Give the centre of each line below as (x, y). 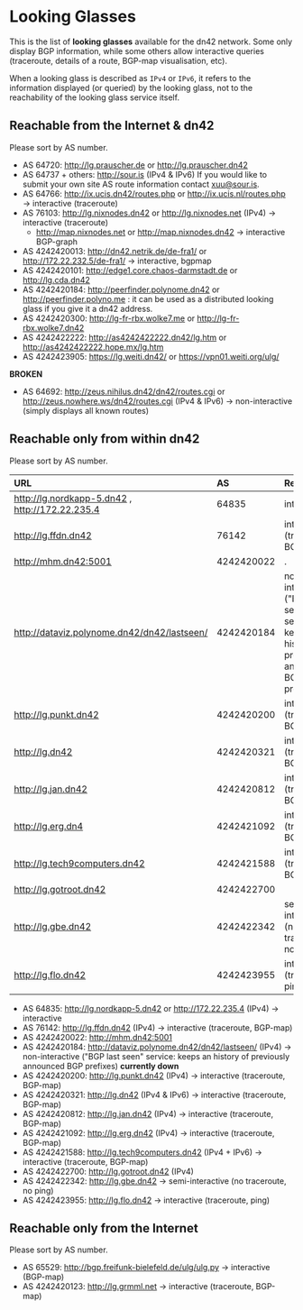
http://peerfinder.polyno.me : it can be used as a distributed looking (148, 298)
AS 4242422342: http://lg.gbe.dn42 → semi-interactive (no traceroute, (154, 1181)
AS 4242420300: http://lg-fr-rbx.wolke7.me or (109, 318)
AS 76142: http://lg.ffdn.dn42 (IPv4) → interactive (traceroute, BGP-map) (157, 1027)
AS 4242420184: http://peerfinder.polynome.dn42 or (121, 289)
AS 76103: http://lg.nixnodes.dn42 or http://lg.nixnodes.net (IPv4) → (149, 213)
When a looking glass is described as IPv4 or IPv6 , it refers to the (130, 78)
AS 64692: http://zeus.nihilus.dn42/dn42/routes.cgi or (124, 391)
